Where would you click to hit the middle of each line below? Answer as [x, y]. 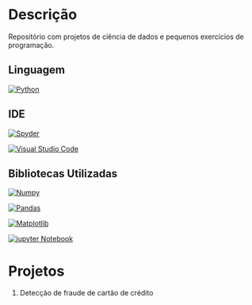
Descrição [43, 15]
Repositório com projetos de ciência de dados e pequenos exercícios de [126, 37]
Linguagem [37, 70]
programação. [31, 44]
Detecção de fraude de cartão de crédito [86, 293]
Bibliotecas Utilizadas [63, 174]
